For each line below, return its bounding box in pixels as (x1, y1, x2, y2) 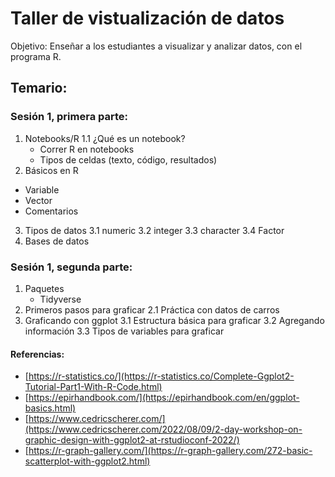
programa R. (10, 50, 62, 62)
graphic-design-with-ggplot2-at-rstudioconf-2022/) (24, 434, 240, 446)
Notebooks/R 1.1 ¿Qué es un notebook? (24, 132, 186, 144)
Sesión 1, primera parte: (10, 110, 128, 124)
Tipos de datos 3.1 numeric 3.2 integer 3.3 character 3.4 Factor (24, 224, 285, 236)
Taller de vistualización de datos (10, 7, 285, 30)
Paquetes (24, 282, 65, 294)
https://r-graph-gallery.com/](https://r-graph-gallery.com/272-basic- (28, 445, 313, 457)
